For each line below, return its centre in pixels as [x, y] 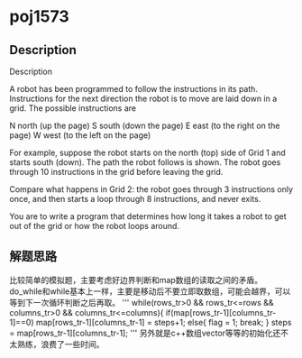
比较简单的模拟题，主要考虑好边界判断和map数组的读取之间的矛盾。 [136, 280]
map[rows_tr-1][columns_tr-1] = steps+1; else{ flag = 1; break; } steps [164, 322]
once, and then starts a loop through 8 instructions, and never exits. [135, 199]
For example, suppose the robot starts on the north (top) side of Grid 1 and [147, 152]
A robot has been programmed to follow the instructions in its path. [134, 89]
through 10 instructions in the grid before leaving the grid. [116, 172]
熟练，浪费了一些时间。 [60, 344]
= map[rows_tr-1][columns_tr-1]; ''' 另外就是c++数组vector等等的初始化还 [145, 333]
